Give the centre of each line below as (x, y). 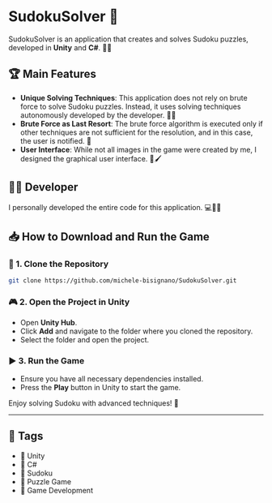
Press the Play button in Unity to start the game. (100, 387)
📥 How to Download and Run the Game (109, 236)
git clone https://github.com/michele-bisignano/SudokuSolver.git (123, 281)
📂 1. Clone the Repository (59, 264)
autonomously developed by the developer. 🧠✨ (98, 115)
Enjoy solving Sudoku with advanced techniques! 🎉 (94, 403)
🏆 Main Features (53, 74)
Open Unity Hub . (49, 323)
